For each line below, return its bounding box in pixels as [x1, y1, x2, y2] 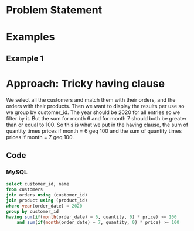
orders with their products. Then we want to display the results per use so [6, 102, 185, 109]
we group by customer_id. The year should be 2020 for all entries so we [6, 109, 181, 116]
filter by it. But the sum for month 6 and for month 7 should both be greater [6, 115, 187, 122]
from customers [6, 187, 43, 193]
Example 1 [6, 53, 44, 63]
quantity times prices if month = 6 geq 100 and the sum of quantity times [6, 127, 182, 135]
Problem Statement [6, 4, 103, 17]
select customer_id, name [6, 181, 69, 187]
